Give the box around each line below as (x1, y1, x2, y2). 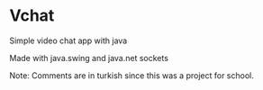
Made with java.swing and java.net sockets (9, 52, 169, 63)
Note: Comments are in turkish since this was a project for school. (9, 69, 254, 81)
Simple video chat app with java (9, 35, 128, 46)
